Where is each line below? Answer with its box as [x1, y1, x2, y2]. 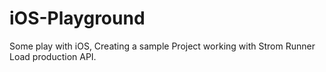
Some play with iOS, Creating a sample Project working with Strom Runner [9, 40, 316, 52]
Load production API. [9, 50, 97, 62]
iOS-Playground [9, 7, 146, 30]
